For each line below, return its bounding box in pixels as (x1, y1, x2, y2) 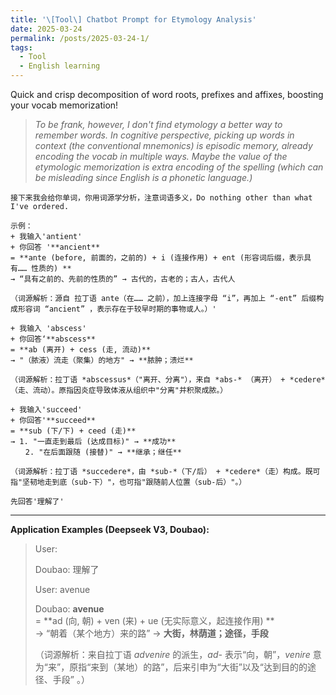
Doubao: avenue (34, 603, 105, 615)
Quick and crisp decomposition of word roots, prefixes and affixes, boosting (10, 89, 324, 100)
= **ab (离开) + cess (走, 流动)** (10, 345, 152, 355)
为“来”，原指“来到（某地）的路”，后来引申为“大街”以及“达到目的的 (34, 661, 308, 673)
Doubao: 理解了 (34, 564, 100, 575)
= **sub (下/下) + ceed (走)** (10, 426, 137, 436)
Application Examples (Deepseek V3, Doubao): (10, 524, 210, 535)
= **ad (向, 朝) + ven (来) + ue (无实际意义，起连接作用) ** (34, 615, 275, 626)
